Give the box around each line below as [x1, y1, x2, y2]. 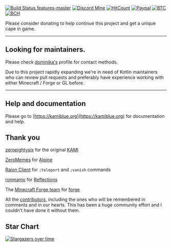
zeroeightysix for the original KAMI [5, 147, 79, 153]
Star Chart [5, 222, 39, 231]
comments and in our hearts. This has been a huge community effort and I [5, 202, 162, 208]
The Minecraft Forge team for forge [5, 187, 80, 193]
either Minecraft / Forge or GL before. [5, 79, 84, 86]
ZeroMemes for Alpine [5, 157, 53, 163]
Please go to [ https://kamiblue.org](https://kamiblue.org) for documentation [5, 113, 165, 119]
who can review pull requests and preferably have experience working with [5, 74, 164, 80]
